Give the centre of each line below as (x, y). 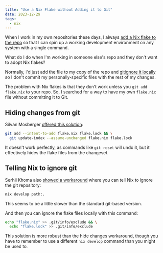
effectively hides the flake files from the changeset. (57, 152)
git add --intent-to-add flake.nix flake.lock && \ (59, 134)
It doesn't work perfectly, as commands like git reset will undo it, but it (78, 147)
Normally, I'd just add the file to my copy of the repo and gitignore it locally (80, 72)
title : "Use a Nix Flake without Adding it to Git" (59, 10)
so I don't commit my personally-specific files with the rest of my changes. (80, 77)
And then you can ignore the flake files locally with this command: (71, 213)
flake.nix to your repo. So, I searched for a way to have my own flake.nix (81, 92)
